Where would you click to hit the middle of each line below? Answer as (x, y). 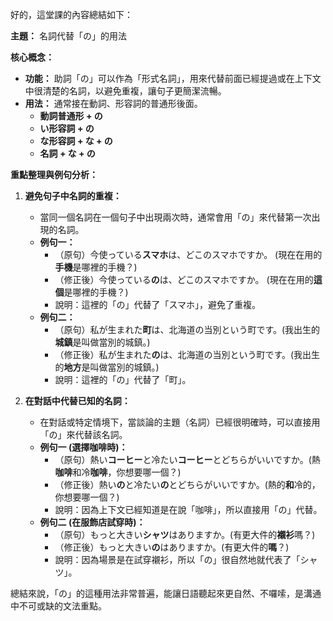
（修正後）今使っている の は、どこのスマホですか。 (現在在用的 (184, 279)
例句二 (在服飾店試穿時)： (92, 522)
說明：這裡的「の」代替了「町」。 (123, 379)
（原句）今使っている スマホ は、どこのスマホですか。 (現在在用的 (188, 254)
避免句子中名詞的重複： (73, 196)
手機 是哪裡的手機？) (96, 267)
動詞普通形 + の (71, 116)
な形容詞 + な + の (76, 141)
